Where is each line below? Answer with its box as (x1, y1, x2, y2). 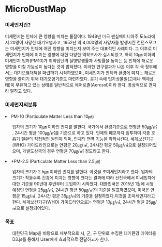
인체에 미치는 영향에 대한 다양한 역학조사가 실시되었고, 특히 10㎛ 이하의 (21, 52, 156, 58)
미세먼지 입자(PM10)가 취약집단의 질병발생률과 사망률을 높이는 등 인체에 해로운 (5, 58, 153, 64)
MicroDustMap (5, 3, 66, 15)
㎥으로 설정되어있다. (12, 205, 50, 211)
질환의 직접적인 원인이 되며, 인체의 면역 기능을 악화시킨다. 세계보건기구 (21, 136, 154, 142)
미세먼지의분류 (5, 101, 37, 108)
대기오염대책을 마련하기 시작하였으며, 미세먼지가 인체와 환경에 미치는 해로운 (14, 70, 156, 76)
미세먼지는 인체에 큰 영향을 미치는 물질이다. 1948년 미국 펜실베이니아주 (5, 33, 139, 39)
